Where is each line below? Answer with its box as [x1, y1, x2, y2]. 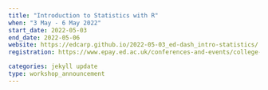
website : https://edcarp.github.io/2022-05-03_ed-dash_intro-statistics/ [8, 41, 259, 49]
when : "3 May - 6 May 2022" [8, 19, 102, 27]
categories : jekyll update [8, 62, 98, 71]
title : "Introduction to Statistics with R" [8, 11, 159, 20]
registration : [8, 48, 56, 56]
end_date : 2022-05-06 [8, 33, 81, 42]
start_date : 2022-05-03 [8, 26, 88, 34]
